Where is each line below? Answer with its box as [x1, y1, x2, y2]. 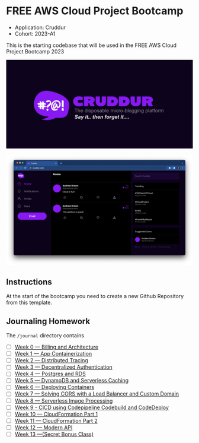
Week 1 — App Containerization [14, 350, 92, 357]
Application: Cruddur [14, 24, 66, 31]
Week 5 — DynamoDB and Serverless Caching [14, 377, 129, 384]
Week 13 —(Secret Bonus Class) [14, 431, 94, 438]
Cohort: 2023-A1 [14, 30, 56, 37]
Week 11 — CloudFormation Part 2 [14, 417, 98, 424]
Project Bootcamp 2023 [6, 48, 65, 55]
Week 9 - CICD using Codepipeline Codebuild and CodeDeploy [14, 404, 169, 411]
